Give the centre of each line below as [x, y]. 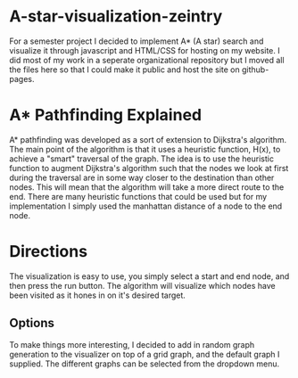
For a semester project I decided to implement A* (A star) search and [137, 41]
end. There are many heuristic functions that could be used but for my [138, 196]
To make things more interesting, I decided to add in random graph [132, 344]
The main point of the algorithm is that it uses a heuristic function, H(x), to [145, 149]
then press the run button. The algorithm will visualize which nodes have [142, 285]
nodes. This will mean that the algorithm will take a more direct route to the [147, 187]
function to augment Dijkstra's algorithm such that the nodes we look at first [149, 168]
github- [255, 70]
